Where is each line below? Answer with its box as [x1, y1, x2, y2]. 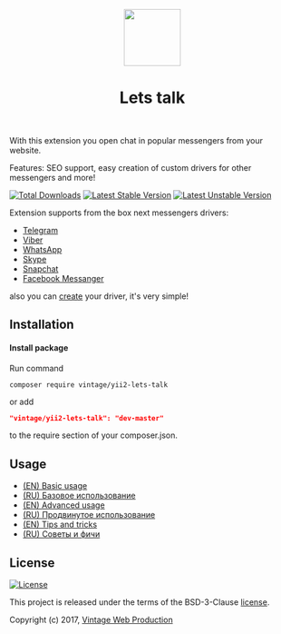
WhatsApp [22, 243, 63, 254]
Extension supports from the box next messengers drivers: [9, 207, 229, 218]
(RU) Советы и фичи [22, 529, 101, 540]
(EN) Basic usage [22, 480, 88, 491]
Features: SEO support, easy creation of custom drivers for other [9, 162, 252, 173]
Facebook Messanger [22, 272, 104, 283]
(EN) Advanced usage [22, 500, 106, 510]
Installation [9, 317, 74, 332]
